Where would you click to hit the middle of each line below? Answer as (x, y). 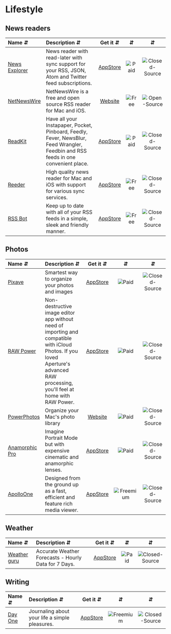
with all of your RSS (69, 212)
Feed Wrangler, (64, 144)
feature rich (59, 503)
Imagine (55, 431)
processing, (59, 383)
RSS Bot (18, 218)
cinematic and (62, 457)
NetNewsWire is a (67, 91)
